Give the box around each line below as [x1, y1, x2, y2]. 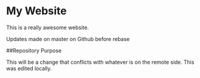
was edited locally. [6, 64, 52, 72]
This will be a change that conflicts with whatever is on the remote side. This [6, 58, 195, 65]
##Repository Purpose [6, 46, 61, 54]
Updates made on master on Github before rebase [6, 35, 130, 42]
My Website [6, 4, 67, 18]
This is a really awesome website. [6, 24, 90, 31]
